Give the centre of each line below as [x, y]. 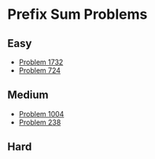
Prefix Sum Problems [77, 14]
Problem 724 [39, 70]
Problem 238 [40, 122]
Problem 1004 [41, 114]
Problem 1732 [41, 62]
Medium [28, 95]
